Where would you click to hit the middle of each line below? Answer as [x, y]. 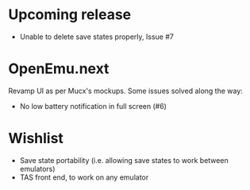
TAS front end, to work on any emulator [84, 177]
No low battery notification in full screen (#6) [93, 106]
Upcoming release [70, 15]
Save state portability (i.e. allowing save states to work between [124, 160]
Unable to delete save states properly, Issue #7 [97, 37]
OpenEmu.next [59, 69]
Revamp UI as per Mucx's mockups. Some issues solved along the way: [126, 91]
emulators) [37, 169]
